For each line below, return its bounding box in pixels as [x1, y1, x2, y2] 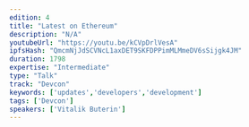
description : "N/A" [9, 30, 82, 38]
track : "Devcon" [9, 80, 70, 89]
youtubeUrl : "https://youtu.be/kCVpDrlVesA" [9, 38, 178, 47]
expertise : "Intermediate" [9, 63, 110, 72]
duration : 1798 [9, 55, 66, 63]
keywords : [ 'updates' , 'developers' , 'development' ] [9, 88, 202, 97]
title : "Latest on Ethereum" [9, 21, 118, 30]
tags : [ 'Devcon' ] [9, 96, 74, 106]
